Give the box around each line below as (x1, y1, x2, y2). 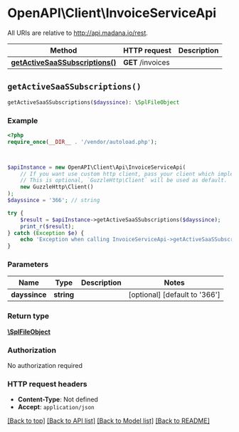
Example (7, 115, 38, 125)
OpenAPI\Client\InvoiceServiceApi (7, 5, 217, 21)
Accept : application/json (17, 403, 95, 411)
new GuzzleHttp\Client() (20, 184, 94, 191)
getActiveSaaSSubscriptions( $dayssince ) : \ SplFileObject (7, 98, 180, 106)
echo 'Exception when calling (20, 236, 110, 243)
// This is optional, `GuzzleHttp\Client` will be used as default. (20, 177, 228, 184)
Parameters (7, 260, 48, 270)
